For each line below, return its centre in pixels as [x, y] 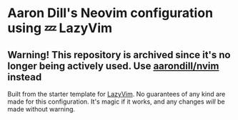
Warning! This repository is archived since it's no [119, 55]
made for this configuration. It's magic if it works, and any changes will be [116, 102]
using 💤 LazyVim [60, 28]
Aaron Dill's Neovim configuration [110, 13]
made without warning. [41, 109]
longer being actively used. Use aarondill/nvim [113, 66]
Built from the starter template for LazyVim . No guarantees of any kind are [116, 94]
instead [25, 77]
